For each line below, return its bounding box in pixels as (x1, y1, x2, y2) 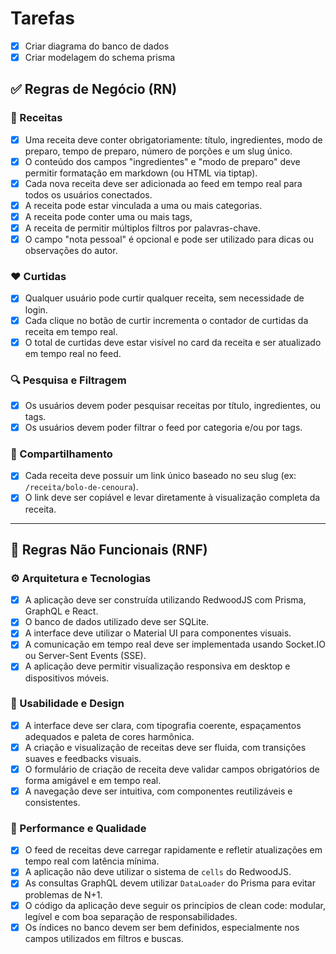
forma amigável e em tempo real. (24, 775, 162, 786)
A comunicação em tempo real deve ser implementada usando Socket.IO (24, 638, 326, 651)
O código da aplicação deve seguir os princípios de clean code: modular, (24, 899, 326, 911)
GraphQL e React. (24, 605, 99, 617)
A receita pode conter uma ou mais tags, (24, 211, 193, 222)
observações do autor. (24, 245, 118, 257)
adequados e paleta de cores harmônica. (24, 730, 195, 742)
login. (24, 303, 48, 316)
